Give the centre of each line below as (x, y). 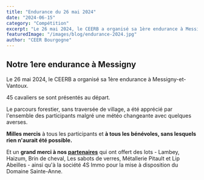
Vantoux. (17, 85)
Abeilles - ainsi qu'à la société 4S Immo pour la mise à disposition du (92, 165)
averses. (17, 122)
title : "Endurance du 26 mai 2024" (51, 12)
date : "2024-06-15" (31, 18)
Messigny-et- (169, 79)
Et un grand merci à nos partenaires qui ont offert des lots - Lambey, (93, 152)
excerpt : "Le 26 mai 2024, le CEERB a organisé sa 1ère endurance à (95, 29)
